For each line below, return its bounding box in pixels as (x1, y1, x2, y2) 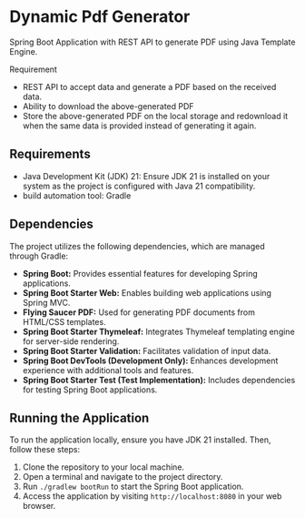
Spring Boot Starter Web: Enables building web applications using (22, 287, 272, 298)
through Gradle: (9, 250, 69, 261)
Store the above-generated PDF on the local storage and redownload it (22, 110, 289, 121)
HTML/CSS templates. (22, 316, 106, 327)
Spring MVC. (22, 297, 71, 308)
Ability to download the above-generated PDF (22, 100, 194, 111)
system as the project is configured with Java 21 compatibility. (22, 180, 256, 191)
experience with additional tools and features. (22, 364, 194, 375)
